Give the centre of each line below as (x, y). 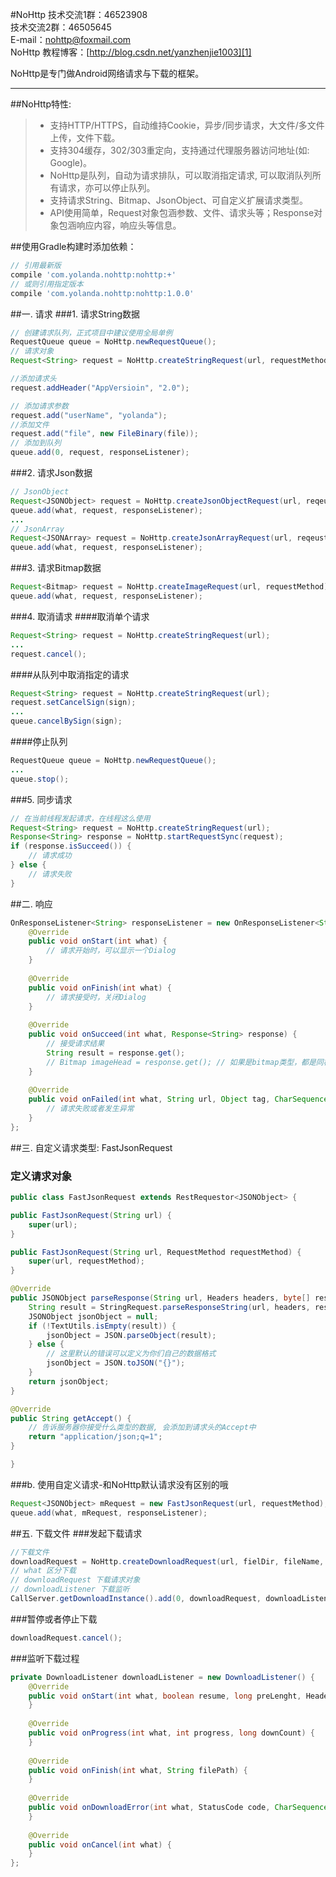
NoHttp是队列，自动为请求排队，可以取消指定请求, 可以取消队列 (181, 175)
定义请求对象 (41, 1176)
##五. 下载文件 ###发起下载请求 (76, 1533)
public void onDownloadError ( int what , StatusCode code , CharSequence (178, 1808)
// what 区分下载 (43, 1571)
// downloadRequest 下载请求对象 (75, 1580)
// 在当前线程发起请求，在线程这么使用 (80, 818)
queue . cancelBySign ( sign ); (66, 721)
